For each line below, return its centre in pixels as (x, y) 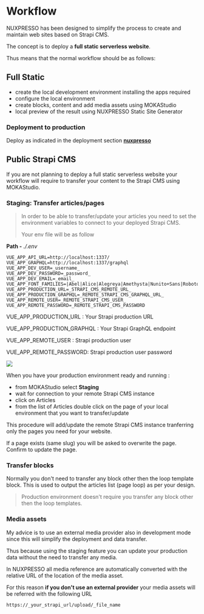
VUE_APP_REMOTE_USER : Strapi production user (69, 341)
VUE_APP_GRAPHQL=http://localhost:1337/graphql (68, 263)
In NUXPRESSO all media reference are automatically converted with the (97, 569)
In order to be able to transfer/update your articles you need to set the (109, 216)
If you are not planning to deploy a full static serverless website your (92, 174)
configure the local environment (55, 98)
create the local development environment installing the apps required (103, 92)
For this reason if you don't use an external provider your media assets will (101, 587)
